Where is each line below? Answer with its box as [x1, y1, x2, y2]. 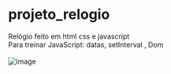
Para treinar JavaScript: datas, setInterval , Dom [8, 39, 164, 49]
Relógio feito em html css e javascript [8, 31, 130, 41]
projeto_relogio [8, 6, 110, 24]
